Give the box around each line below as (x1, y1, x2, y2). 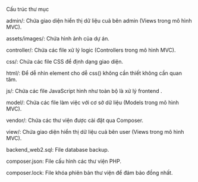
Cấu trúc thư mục (6, 6, 49, 12)
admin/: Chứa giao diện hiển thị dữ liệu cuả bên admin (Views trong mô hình (6, 17, 192, 24)
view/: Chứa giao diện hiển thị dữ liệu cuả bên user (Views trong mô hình (6, 128, 184, 135)
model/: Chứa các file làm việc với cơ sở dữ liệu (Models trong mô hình (6, 99, 180, 106)
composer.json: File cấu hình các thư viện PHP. (6, 158, 122, 165)
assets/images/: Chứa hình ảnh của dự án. (6, 35, 110, 42)
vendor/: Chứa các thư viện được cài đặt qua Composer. (6, 117, 144, 124)
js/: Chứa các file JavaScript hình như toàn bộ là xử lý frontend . (6, 87, 162, 95)
